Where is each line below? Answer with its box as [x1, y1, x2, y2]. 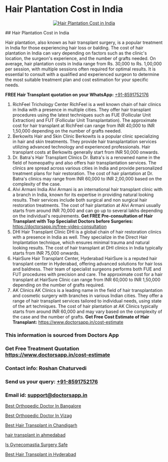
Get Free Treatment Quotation [5, 345, 79, 352]
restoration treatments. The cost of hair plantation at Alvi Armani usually [12, 202, 161, 208]
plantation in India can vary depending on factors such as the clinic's [5, 50, 147, 56]
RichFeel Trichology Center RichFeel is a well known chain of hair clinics [12, 101, 161, 107]
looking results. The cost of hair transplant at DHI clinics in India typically [12, 244, 163, 250]
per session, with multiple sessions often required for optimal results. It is [5, 66, 156, 72]
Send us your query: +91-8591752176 [5, 378, 98, 385]
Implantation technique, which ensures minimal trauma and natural [12, 239, 150, 245]
